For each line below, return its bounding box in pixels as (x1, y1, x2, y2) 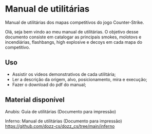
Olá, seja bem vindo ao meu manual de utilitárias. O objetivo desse (5, 29, 139, 34)
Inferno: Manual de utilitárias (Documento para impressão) (5, 118, 122, 124)
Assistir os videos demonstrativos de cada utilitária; (12, 71, 116, 77)
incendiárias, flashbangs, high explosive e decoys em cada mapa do (5, 39, 143, 45)
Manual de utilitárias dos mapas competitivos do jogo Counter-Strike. (5, 19, 144, 25)
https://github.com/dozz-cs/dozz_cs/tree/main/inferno (5, 123, 115, 129)
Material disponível (5, 96, 65, 104)
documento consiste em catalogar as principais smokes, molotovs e (5, 34, 142, 40)
